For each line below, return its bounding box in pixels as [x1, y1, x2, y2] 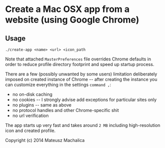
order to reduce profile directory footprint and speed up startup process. [5, 61, 155, 67]
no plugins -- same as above [12, 102, 72, 108]
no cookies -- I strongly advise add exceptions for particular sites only [12, 96, 157, 102]
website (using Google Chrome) [5, 14, 140, 25]
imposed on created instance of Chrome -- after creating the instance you [5, 76, 158, 82]
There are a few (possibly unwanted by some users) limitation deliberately [5, 71, 158, 77]
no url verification [12, 112, 49, 118]
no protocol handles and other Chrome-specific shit [12, 107, 119, 113]
